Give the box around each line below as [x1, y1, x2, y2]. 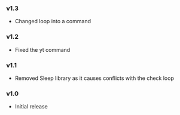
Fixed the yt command [14, 46, 71, 53]
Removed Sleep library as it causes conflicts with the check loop [14, 74, 175, 82]
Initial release [14, 103, 48, 110]
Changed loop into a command [14, 18, 91, 25]
